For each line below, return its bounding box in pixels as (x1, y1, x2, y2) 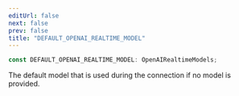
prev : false (8, 26, 48, 34)
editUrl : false (8, 11, 60, 20)
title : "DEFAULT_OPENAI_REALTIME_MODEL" (8, 34, 146, 42)
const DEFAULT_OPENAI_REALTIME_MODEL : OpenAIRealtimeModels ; (8, 56, 218, 64)
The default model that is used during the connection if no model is (8, 70, 232, 80)
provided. (8, 79, 40, 89)
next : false (8, 19, 48, 27)
